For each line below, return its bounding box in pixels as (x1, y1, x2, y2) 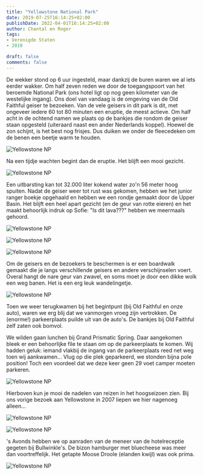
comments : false (6, 59, 47, 65)
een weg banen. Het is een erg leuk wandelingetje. (6, 279, 133, 287)
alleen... (6, 402, 26, 410)
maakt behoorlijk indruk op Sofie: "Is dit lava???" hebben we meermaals (6, 207, 185, 214)
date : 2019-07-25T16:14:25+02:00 (6, 15, 91, 21)
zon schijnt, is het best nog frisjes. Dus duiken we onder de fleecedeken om (6, 127, 195, 135)
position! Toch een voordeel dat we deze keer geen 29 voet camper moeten (6, 359, 195, 367)
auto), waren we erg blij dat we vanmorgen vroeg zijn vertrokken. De (6, 309, 177, 316)
